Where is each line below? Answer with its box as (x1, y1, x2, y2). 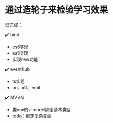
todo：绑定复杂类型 (12, 113, 52, 119)
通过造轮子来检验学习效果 (5, 4, 109, 16)
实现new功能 (12, 56, 38, 62)
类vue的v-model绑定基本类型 (12, 106, 71, 112)
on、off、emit (12, 84, 41, 90)
